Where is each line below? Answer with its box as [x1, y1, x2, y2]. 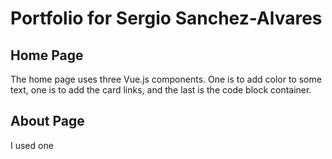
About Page [10, 113, 85, 130]
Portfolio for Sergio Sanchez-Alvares [10, 7, 323, 30]
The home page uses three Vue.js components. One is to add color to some [10, 73, 322, 85]
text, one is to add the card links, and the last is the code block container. [10, 84, 312, 96]
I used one [10, 139, 54, 151]
